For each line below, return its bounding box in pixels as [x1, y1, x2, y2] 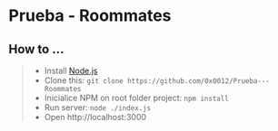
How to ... [8, 42, 65, 57]
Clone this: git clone [44, 75, 124, 86]
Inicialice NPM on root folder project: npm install [44, 92, 229, 103]
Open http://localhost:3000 [44, 112, 147, 122]
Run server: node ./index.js [44, 102, 152, 113]
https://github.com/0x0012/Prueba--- [127, 77, 270, 86]
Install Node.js [44, 65, 98, 76]
